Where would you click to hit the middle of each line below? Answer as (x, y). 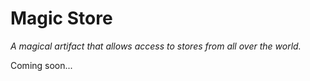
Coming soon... (41, 65)
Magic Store (61, 18)
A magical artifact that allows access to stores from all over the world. (156, 46)
